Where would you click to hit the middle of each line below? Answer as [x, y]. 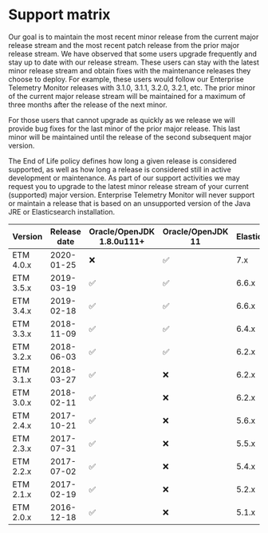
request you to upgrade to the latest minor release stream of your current [128, 186]
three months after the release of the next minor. [88, 105]
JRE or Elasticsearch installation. [62, 211]
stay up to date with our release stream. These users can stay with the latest [134, 62]
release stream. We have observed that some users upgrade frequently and [132, 53]
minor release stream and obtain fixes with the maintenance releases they [130, 70]
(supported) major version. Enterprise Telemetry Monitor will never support [132, 195]
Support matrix [59, 15]
